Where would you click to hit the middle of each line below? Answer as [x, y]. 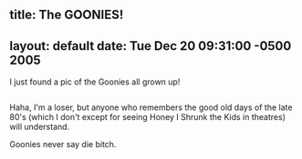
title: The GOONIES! [67, 15]
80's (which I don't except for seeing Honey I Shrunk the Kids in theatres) [147, 117]
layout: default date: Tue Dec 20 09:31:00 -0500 [151, 46]
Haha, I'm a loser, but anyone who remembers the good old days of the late [151, 107]
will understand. [40, 127]
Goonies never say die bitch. [63, 144]
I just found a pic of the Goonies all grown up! [95, 82]
